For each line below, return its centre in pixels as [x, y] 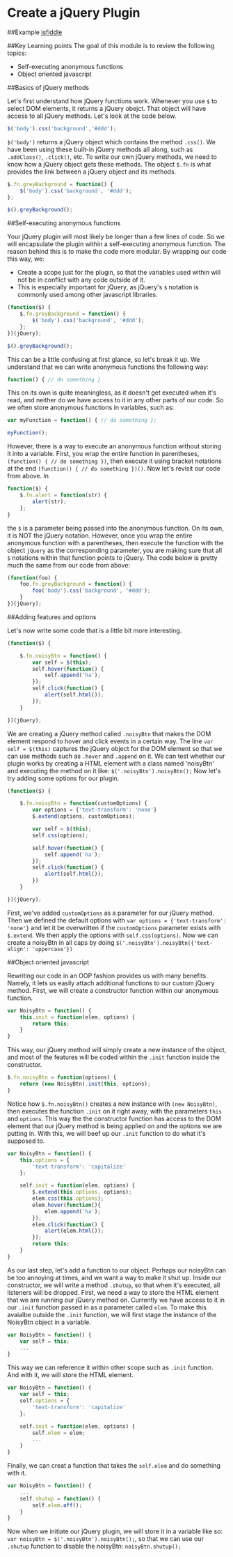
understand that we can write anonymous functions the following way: [108, 367]
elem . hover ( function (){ [66, 1205]
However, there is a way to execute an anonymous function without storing [114, 446]
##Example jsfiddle [35, 32]
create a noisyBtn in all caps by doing [61, 942]
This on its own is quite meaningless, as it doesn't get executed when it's [112, 393]
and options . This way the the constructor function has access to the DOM [114, 1118]
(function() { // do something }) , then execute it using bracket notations [115, 461]
